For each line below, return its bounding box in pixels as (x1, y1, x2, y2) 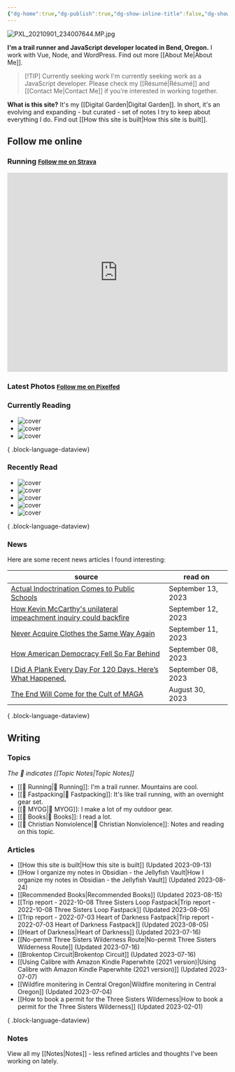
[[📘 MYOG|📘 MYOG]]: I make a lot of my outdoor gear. (17, 805, 173, 813)
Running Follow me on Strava (7, 156, 97, 166)
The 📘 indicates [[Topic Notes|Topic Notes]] (7, 769, 134, 777)
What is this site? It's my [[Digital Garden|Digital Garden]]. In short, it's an (7, 100, 220, 109)
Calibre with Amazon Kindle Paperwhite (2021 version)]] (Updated (17, 965, 208, 974)
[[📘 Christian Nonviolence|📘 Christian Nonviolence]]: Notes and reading (17, 819, 225, 828)
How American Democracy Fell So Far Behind (10, 649, 160, 659)
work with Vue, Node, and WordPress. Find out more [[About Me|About (7, 51, 213, 59)
